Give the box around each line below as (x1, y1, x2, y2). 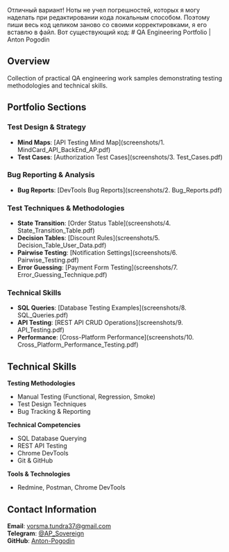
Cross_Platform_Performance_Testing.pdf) (17, 340, 139, 349)
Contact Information (7, 503, 97, 515)
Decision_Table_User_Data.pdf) (17, 241, 107, 249)
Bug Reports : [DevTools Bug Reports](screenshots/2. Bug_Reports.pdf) (17, 185, 222, 194)
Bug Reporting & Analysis (7, 170, 95, 180)
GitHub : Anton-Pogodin (7, 537, 75, 545)
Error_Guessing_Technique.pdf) (17, 271, 108, 279)
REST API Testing (17, 442, 67, 450)
